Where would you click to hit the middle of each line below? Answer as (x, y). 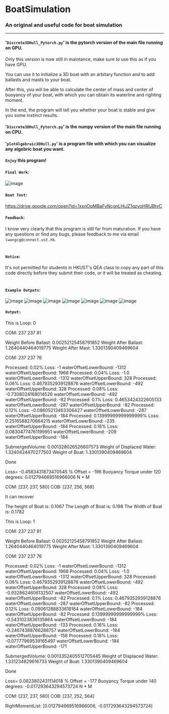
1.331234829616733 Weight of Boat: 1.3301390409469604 (66, 661)
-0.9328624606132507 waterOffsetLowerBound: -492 (62, 592)
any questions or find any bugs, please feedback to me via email (72, 234)
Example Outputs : (23, 290)
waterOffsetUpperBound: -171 (36, 646)
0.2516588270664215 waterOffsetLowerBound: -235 (60, 421)
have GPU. (16, 65)
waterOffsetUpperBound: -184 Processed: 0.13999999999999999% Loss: (82, 415)
